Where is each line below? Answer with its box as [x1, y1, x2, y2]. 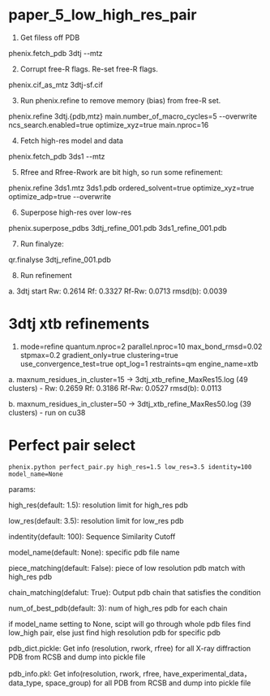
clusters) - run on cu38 [8, 407, 86, 417]
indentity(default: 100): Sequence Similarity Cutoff [8, 531, 176, 542]
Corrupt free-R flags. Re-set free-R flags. [19, 63, 158, 74]
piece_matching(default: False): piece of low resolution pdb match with [8, 563, 246, 572]
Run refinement [19, 270, 72, 280]
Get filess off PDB [19, 33, 80, 42]
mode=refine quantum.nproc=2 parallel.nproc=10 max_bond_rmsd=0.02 [19, 341, 263, 351]
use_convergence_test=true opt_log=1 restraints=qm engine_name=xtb [19, 359, 259, 368]
